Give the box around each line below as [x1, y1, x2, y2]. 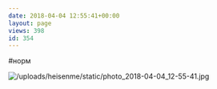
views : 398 [8, 26, 45, 34]
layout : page [8, 19, 52, 27]
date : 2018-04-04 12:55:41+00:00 [8, 11, 120, 20]
